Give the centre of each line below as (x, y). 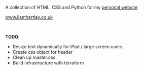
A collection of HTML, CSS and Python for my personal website (71, 7)
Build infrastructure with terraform (48, 63)
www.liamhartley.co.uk (29, 17)
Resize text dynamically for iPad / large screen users (67, 47)
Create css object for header (43, 52)
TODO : (12, 37)
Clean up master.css (34, 57)
